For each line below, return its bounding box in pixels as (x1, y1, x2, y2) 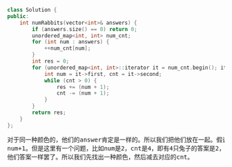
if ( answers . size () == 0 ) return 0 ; (32, 26, 137, 32)
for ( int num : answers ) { (32, 39, 110, 46)
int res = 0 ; (32, 58, 70, 65)
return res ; (32, 109, 67, 116)
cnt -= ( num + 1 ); (56, 90, 110, 97)
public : (7, 12, 30, 20)
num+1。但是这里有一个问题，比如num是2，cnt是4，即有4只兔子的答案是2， (7, 144, 226, 152)
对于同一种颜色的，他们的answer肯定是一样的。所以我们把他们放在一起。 (7, 135, 217, 144)
